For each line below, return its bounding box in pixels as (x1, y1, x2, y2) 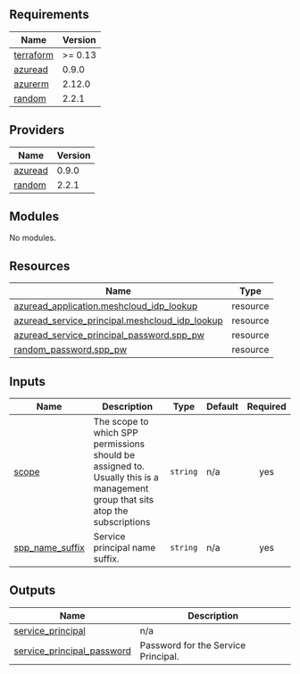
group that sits (93, 494, 154, 506)
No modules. (9, 232, 56, 244)
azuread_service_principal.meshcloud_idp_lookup (13, 314, 223, 327)
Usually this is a (93, 471, 159, 484)
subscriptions (93, 516, 151, 528)
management (93, 482, 149, 495)
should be (93, 449, 136, 462)
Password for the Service (139, 638, 246, 651)
